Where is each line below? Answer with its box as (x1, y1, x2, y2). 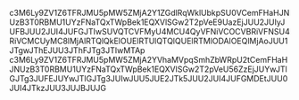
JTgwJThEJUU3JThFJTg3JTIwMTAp (9, 45, 145, 56)
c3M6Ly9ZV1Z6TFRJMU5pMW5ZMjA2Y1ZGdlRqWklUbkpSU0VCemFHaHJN (9, 8, 290, 18)
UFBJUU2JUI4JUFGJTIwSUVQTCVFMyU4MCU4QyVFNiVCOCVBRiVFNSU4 (9, 27, 290, 36)
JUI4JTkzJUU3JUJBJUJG (9, 83, 107, 93)
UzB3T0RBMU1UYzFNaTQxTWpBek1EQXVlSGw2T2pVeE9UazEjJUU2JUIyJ (9, 17, 286, 27)
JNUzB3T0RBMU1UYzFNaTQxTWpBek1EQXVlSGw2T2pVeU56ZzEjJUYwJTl (9, 64, 287, 74)
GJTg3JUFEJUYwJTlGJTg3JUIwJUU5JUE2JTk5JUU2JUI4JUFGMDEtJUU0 (9, 73, 288, 83)
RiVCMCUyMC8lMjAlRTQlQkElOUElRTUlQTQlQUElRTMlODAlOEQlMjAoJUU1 (9, 35, 288, 46)
